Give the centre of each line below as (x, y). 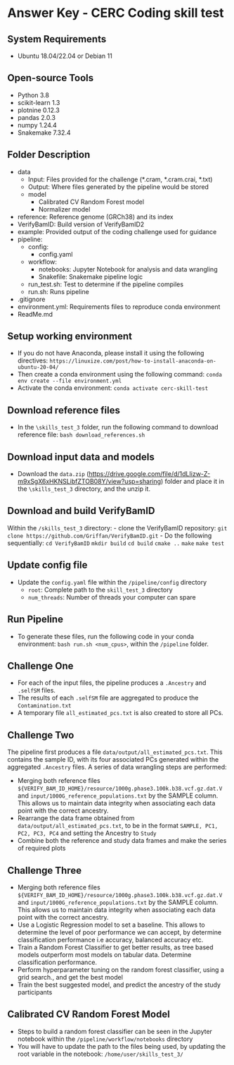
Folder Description (49, 155)
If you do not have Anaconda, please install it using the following (111, 353)
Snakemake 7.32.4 (44, 133)
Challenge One (40, 665)
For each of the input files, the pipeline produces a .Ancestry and (112, 683)
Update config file (47, 565)
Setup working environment (70, 336)
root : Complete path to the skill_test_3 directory (100, 590)
